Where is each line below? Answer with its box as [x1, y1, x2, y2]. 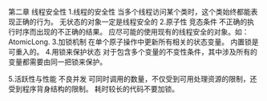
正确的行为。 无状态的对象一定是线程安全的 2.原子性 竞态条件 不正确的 [14, 17, 248, 26]
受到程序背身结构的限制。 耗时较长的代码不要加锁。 [8, 84, 179, 94]
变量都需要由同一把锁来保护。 [8, 57, 107, 67]
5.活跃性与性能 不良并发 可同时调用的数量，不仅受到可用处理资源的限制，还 [8, 75, 257, 83]
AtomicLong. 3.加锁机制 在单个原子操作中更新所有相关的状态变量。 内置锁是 [8, 37, 259, 46]
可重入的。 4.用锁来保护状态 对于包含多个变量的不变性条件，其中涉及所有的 [8, 47, 258, 56]
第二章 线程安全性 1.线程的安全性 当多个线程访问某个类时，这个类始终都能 [8, 7, 251, 16]
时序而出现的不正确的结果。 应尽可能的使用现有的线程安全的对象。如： [14, 27, 249, 36]
